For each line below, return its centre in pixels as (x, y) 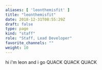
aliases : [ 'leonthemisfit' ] (38, 10)
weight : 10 (17, 48)
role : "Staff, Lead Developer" (39, 39)
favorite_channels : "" (29, 43)
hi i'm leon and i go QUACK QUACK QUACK (51, 62)
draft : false (19, 24)
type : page (17, 29)
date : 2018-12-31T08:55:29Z (35, 19)
